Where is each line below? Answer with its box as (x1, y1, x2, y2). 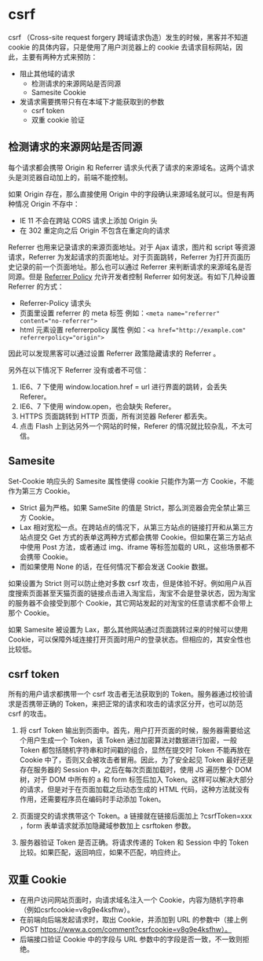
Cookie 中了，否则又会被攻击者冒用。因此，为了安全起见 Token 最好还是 (19, 755, 254, 764)
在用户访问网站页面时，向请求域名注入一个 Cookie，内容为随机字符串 (19, 895, 244, 905)
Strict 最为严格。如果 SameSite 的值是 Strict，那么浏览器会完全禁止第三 (19, 503, 251, 512)
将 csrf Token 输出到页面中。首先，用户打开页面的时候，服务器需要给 (19, 726, 244, 735)
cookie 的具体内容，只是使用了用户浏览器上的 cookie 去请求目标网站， (8, 42, 236, 52)
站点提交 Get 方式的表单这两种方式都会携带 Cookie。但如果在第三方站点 (19, 532, 253, 542)
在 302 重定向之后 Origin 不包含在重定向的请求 (19, 226, 170, 235)
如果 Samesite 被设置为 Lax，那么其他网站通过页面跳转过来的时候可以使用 (8, 624, 248, 634)
